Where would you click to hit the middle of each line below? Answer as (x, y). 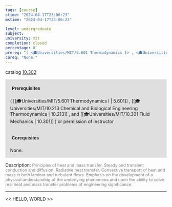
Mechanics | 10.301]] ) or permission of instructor (62, 121)
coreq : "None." (21, 57)
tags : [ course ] (21, 10)
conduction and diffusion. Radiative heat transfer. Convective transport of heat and (85, 170)
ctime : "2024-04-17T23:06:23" (38, 15)
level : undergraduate (28, 29)
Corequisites (26, 138)
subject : (15, 34)
